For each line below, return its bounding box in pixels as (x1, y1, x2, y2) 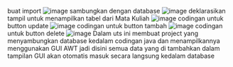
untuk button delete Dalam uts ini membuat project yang (7, 29, 199, 37)
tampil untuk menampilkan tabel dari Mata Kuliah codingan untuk (7, 14, 224, 23)
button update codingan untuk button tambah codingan (7, 22, 223, 30)
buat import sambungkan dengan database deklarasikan (7, 7, 226, 15)
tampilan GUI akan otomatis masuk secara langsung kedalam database (7, 51, 215, 60)
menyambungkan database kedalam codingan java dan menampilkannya (7, 37, 220, 45)
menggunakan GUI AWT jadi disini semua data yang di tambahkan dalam (7, 44, 220, 52)
